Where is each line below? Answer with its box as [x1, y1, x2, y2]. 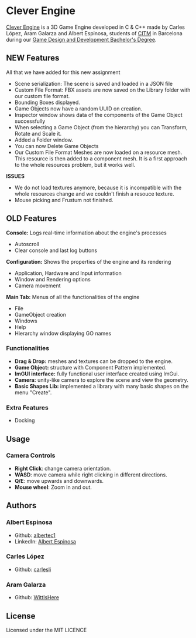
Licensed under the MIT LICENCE [6, 626, 87, 633]
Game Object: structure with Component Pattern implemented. [14, 364, 167, 371]
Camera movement [14, 282, 61, 289]
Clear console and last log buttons [14, 247, 98, 254]
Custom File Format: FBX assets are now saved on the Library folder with [14, 86, 191, 93]
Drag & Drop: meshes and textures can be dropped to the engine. [14, 357, 173, 365]
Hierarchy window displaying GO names [14, 330, 112, 337]
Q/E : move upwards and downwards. [14, 477, 104, 484]
